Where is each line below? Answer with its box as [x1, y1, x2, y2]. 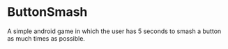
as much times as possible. [7, 34, 86, 42]
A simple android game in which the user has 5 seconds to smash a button [7, 27, 222, 35]
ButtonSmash [7, 4, 88, 20]
